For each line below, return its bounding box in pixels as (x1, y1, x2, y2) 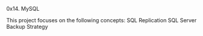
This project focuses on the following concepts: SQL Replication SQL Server (6, 17, 197, 23)
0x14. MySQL (6, 5, 40, 12)
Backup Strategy (6, 23, 49, 30)
